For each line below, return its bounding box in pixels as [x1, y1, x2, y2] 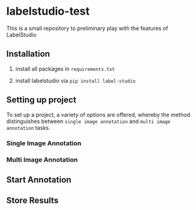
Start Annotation [6, 174, 72, 185]
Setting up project [6, 95, 77, 105]
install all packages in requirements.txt [15, 65, 115, 72]
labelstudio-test [6, 4, 90, 18]
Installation [6, 49, 50, 59]
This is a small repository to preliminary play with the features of [6, 24, 168, 32]
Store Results [6, 195, 59, 206]
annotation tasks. [6, 124, 51, 131]
